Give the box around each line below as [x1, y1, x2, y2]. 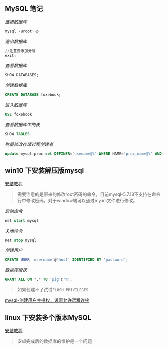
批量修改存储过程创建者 [5, 141, 53, 147]
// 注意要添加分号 [5, 48, 36, 53]
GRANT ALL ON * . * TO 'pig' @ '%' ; [5, 277, 72, 282]
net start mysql [5, 218, 39, 223]
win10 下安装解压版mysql [5, 166, 84, 175]
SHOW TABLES [5, 132, 30, 137]
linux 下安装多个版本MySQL [5, 313, 92, 322]
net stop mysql [5, 238, 37, 243]
